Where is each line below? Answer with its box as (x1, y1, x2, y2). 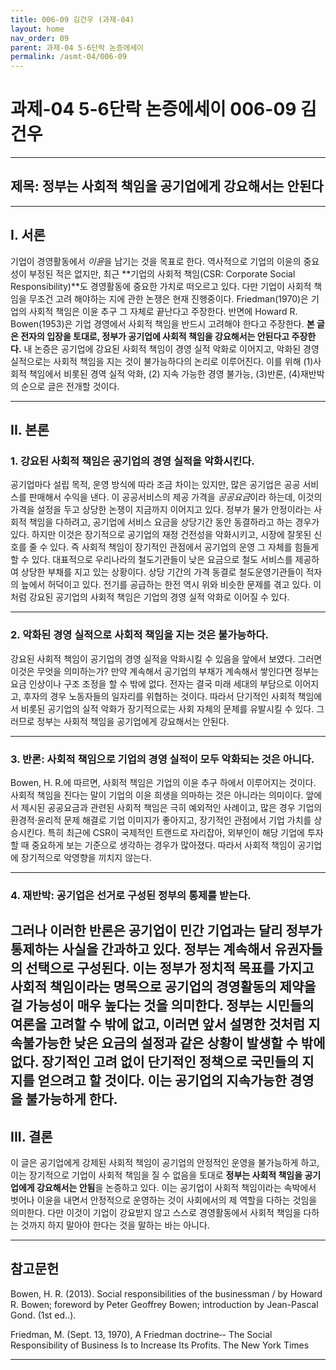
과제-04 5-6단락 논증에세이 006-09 (10, 98, 297, 121)
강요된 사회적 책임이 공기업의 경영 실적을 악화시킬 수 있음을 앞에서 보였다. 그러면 (10, 652, 323, 665)
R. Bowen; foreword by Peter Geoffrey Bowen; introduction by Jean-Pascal (10, 1298, 319, 1310)
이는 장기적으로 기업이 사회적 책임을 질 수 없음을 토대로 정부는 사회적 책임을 (10, 1169, 303, 1181)
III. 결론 (10, 1128, 53, 1145)
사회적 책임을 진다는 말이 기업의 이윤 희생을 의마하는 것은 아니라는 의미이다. (10, 789, 304, 801)
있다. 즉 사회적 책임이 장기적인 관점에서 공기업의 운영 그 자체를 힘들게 (49, 541, 320, 553)
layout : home (10, 24, 65, 34)
